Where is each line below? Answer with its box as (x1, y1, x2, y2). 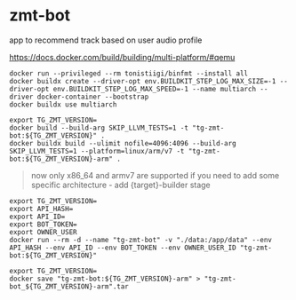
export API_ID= (9, 212, 66, 221)
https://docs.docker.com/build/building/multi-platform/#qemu (9, 51, 236, 62)
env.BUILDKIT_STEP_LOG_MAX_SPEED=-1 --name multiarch (52, 84, 256, 93)
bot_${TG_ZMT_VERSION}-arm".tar (9, 281, 129, 291)
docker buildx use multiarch (9, 99, 117, 109)
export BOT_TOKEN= (9, 219, 77, 229)
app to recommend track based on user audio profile (9, 35, 203, 45)
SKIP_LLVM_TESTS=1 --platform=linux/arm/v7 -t (9, 146, 185, 155)
